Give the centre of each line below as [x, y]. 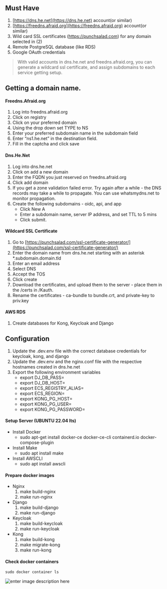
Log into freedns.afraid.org [40, 112]
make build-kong [37, 539]
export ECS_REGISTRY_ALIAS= [52, 388]
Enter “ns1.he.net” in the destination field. [55, 138]
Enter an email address [36, 263]
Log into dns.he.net [32, 166]
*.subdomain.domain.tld [37, 258]
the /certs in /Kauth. [33, 290]
